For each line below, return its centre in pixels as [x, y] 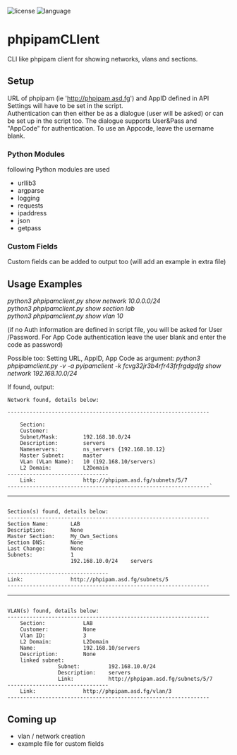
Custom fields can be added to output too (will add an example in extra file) [117, 262]
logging [29, 198]
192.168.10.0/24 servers [111, 561]
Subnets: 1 [41, 555]
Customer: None [58, 630]
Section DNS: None [45, 543]
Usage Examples [45, 284]
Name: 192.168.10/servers [80, 648]
